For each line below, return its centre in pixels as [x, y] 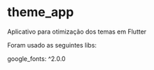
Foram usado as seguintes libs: [52, 45]
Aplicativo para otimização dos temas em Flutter [77, 31]
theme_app [41, 12]
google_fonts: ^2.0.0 [36, 58]
